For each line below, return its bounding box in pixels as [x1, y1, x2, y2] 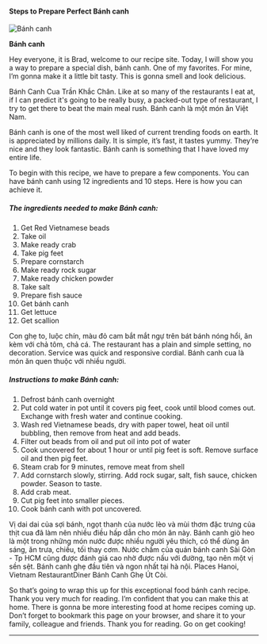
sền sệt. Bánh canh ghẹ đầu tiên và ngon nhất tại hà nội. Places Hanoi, [9, 562, 239, 571]
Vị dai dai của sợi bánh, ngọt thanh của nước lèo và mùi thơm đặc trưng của [9, 519, 256, 529]
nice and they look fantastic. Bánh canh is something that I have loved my [9, 144, 249, 154]
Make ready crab [20, 240, 77, 250]
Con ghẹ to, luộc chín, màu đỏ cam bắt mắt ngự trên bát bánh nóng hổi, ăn [9, 332, 253, 341]
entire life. [9, 153, 42, 163]
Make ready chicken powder [20, 274, 114, 283]
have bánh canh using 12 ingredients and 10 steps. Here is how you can [9, 177, 242, 186]
